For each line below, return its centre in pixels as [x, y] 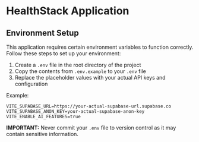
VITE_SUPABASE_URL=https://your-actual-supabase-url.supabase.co [89, 106]
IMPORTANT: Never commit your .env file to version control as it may [91, 128]
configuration [31, 84]
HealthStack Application [68, 11]
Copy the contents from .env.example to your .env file [80, 71]
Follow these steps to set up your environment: [64, 53]
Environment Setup [42, 33]
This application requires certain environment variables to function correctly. [100, 47]
